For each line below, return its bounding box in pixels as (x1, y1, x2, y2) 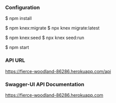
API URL (5, 57, 25, 64)
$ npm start (5, 44, 29, 50)
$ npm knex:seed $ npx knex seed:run (5, 34, 84, 41)
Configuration (5, 4, 40, 11)
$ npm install (5, 15, 32, 21)
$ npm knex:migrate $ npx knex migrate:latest (5, 25, 100, 31)
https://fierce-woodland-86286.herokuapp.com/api (5, 68, 111, 74)
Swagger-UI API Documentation (5, 80, 84, 87)
